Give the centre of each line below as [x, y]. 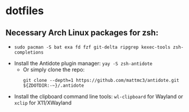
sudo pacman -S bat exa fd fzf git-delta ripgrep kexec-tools [92, 47]
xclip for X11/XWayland [43, 103]
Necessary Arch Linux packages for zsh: [82, 33]
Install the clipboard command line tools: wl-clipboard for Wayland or [99, 96]
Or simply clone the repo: [54, 70]
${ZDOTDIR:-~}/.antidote [53, 85]
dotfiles [25, 11]
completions [29, 52]
